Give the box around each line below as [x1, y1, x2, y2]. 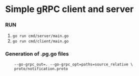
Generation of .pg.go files [5, 50, 69, 57]
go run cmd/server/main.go [12, 33, 69, 38]
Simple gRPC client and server [5, 3, 134, 15]
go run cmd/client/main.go [12, 39, 69, 44]
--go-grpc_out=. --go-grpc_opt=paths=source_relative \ [14, 61, 133, 67]
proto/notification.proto [14, 66, 68, 71]
